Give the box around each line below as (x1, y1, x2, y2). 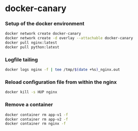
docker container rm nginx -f (5, 121, 66, 126)
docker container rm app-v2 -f (5, 117, 68, 122)
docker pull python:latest (5, 45, 60, 50)
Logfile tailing (5, 56, 38, 63)
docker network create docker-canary (5, 31, 81, 36)
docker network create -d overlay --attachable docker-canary (5, 36, 133, 41)
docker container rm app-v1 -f (5, 112, 68, 117)
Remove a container (5, 101, 53, 108)
